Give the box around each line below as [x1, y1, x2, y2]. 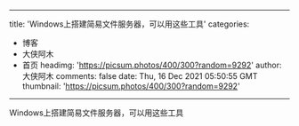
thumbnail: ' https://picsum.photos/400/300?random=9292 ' [21, 81, 240, 91]
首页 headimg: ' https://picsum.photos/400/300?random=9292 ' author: [21, 59, 282, 70]
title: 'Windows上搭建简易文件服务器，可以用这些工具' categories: [9, 19, 250, 29]
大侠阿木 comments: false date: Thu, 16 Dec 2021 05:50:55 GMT [21, 71, 258, 81]
